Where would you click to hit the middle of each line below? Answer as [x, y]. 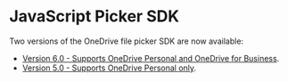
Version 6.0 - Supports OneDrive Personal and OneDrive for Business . [151, 58]
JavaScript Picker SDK [95, 16]
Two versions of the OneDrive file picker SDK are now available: [126, 41]
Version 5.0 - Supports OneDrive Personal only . [109, 68]
